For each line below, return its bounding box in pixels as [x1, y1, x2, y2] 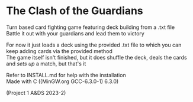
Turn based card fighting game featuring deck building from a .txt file [6, 24, 175, 31]
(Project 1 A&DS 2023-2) [6, 89, 66, 96]
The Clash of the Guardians [6, 4, 143, 18]
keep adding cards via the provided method [6, 47, 112, 54]
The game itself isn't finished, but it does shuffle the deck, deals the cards [6, 54, 188, 61]
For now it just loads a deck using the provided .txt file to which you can [6, 41, 182, 48]
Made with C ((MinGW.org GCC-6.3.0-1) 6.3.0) [6, 78, 119, 85]
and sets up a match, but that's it [6, 60, 86, 67]
